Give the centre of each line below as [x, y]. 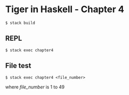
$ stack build [20, 23]
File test [18, 66]
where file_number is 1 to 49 [35, 87]
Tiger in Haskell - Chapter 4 [65, 9]
